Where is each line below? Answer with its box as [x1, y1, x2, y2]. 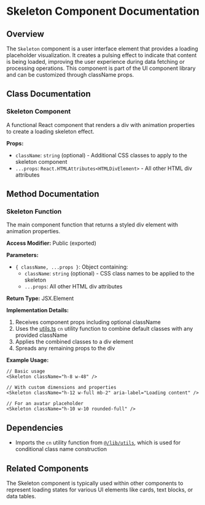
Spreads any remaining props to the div [15, 345, 115, 352]
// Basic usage [6, 368, 45, 375]
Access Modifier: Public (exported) [6, 239, 97, 247]
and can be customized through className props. [6, 71, 134, 78]
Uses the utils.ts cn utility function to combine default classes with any [15, 325, 193, 333]
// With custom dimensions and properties [6, 385, 117, 391]
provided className [15, 331, 68, 339]
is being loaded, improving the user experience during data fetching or [6, 58, 185, 65]
